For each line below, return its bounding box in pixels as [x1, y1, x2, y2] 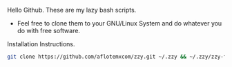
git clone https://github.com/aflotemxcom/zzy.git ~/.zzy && [7, 53, 187, 60]
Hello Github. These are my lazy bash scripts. [7, 6, 137, 14]
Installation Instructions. [7, 40, 75, 48]
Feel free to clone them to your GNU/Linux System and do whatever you [17, 19, 222, 27]
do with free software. [17, 27, 81, 35]
